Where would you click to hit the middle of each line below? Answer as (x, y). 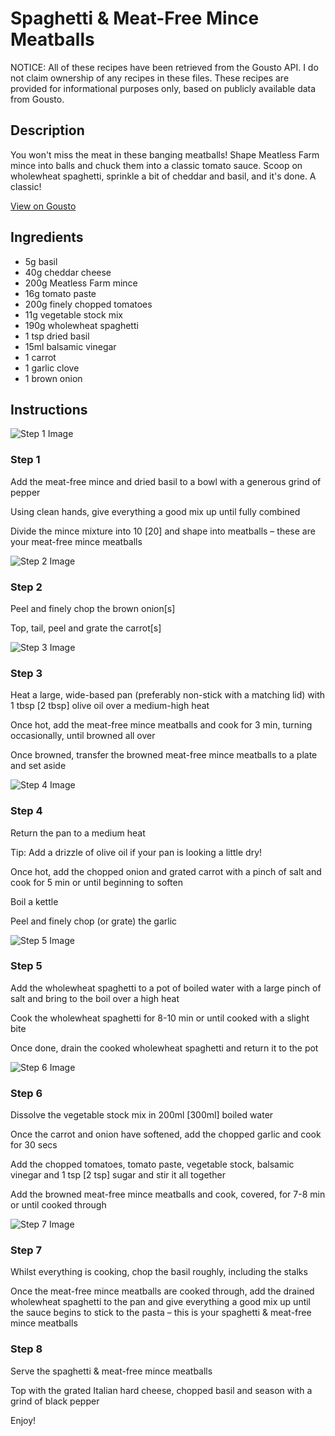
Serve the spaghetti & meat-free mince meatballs (111, 1371)
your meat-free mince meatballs (76, 541)
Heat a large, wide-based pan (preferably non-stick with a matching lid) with (168, 695)
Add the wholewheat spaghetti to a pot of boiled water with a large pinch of (166, 988)
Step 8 (26, 1349)
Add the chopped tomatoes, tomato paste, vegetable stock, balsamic (152, 1164)
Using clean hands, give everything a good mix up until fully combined (155, 511)
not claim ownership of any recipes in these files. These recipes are (150, 78)
